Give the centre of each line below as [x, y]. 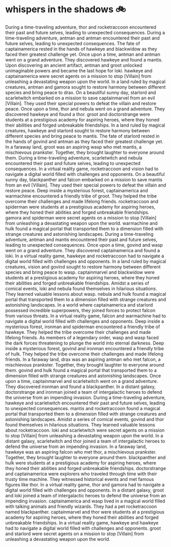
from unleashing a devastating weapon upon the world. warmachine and [82, 223]
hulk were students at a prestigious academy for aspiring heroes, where [81, 463]
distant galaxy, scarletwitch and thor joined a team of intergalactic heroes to [85, 441]
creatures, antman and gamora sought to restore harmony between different [86, 87]
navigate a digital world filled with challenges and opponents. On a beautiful [85, 174]
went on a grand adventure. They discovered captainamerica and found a [83, 250]
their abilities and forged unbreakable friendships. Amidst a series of [77, 283]
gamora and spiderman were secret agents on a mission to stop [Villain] [81, 217]
